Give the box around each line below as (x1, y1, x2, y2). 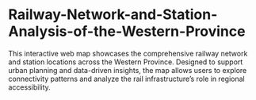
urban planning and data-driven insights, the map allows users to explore (8, 65, 247, 75)
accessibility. (8, 82, 52, 92)
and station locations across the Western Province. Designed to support (8, 57, 243, 67)
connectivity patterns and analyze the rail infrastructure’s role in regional (8, 74, 245, 83)
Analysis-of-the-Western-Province (8, 22, 246, 40)
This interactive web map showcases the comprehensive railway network (8, 48, 248, 58)
